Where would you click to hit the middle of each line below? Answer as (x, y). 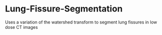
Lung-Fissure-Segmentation (64, 9)
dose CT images (21, 27)
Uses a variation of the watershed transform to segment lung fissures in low (81, 22)
